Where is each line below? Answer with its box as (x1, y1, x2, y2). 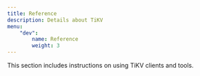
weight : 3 (32, 42, 60, 49)
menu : (7, 23, 23, 30)
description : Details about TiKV (7, 17, 103, 23)
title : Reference (7, 10, 57, 17)
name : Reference (32, 36, 79, 43)
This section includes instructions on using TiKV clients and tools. (7, 61, 194, 69)
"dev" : (19, 29, 39, 37)
